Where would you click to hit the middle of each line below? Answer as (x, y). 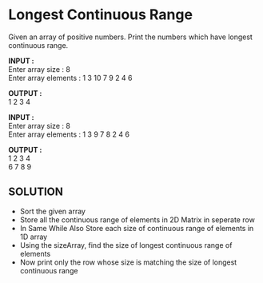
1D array (34, 237)
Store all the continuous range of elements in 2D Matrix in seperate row (137, 219)
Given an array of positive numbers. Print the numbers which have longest (131, 37)
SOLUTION (36, 192)
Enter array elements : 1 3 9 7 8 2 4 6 (69, 134)
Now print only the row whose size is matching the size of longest (128, 262)
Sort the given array (53, 211)
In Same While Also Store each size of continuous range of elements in (137, 228)
